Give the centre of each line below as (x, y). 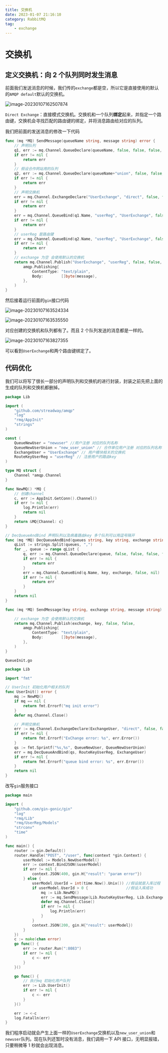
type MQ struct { (23, 471)
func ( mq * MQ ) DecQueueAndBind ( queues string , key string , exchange (78, 540)
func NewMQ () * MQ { (25, 489)
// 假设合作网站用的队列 (36, 169)
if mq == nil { (30, 701)
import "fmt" (19, 678)
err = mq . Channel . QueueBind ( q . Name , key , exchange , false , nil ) (91, 573)
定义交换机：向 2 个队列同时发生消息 (61, 75)
